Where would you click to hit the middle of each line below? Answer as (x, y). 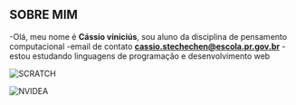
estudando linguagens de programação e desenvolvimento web (151, 56)
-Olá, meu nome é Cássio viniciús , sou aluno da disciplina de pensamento (148, 36)
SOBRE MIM (44, 15)
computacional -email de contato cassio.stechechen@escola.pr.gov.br (145, 46)
